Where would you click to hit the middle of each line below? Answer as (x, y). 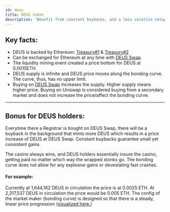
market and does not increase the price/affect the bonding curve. (81, 95)
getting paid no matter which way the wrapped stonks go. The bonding (79, 160)
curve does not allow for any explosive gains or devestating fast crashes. (81, 165)
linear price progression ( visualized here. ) (49, 204)
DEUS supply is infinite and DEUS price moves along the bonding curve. (88, 74)
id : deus (14, 10)
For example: (19, 176)
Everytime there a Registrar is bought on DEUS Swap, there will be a (76, 128)
